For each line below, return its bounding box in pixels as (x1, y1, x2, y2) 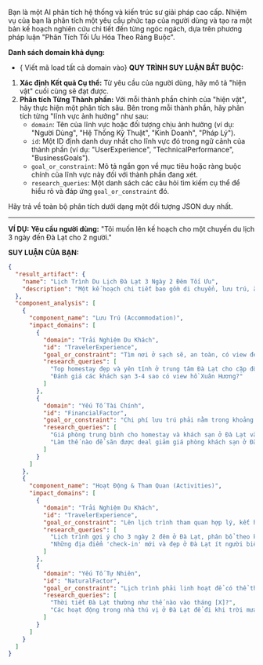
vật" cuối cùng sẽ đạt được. (19, 86, 110, 96)
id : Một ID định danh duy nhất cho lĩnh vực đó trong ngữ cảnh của (31, 137, 246, 145)
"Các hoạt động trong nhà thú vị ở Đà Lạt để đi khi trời (49, 606, 243, 614)
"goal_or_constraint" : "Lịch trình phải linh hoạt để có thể (42, 584, 247, 592)
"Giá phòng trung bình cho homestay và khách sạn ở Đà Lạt (49, 431, 247, 439)
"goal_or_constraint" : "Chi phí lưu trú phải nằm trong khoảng (42, 416, 254, 424)
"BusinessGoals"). (31, 153, 90, 163)
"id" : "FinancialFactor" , (42, 409, 128, 417)
